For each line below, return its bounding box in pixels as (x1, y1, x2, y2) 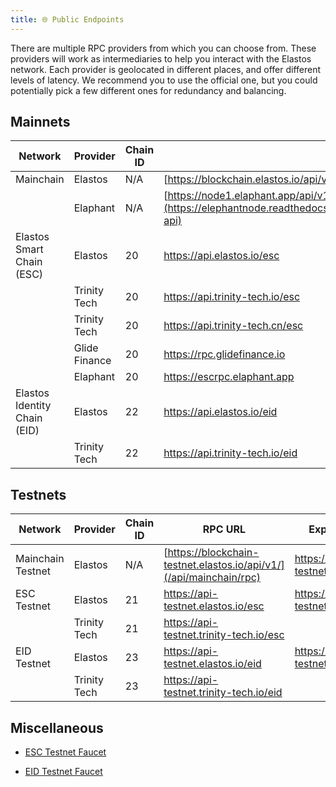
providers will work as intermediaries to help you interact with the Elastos (10, 52, 312, 65)
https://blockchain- (167, 546, 260, 560)
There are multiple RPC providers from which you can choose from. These (10, 42, 317, 54)
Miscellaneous (10, 719, 104, 736)
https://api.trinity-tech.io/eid (163, 446, 298, 460)
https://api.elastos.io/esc (163, 249, 280, 263)
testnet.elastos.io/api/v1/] (163, 558, 285, 572)
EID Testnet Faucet (24, 766, 103, 778)
